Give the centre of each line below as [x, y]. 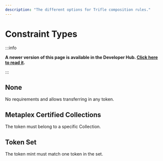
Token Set [21, 142]
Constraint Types [41, 34]
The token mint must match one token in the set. [54, 154]
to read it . [15, 63]
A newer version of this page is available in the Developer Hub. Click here [81, 57]
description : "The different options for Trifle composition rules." [78, 10]
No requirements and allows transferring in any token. [60, 99]
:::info [11, 48]
